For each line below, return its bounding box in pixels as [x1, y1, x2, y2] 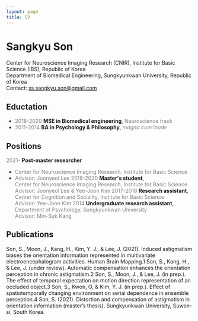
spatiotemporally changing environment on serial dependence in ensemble [6, 289, 189, 297]
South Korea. [12, 308, 45, 315]
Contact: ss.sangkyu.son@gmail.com [6, 84, 97, 92]
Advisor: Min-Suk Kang [14, 212, 72, 220]
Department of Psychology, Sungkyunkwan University [14, 206, 147, 214]
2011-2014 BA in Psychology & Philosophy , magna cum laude [14, 124, 167, 131]
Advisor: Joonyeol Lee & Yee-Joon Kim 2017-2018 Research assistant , [14, 187, 189, 195]
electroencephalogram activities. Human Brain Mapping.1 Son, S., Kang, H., [6, 258, 190, 265]
